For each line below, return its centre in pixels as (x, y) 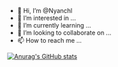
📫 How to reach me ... (49, 40)
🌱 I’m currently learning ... (54, 25)
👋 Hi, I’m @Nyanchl (45, 11)
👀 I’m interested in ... (47, 18)
